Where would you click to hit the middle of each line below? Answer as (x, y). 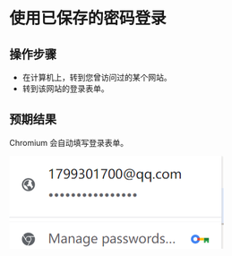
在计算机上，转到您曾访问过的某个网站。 (97, 77)
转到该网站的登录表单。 (65, 89)
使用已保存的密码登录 (88, 18)
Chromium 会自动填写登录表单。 (69, 142)
